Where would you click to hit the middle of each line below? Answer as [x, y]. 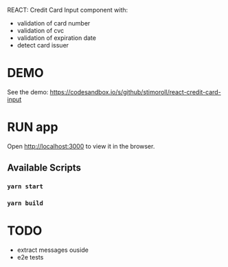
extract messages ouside [53, 250]
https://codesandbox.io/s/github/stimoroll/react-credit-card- [135, 92]
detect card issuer [43, 45]
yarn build [25, 203]
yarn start [25, 186]
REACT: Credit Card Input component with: [68, 10]
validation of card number [54, 23]
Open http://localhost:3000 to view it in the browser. [81, 146]
